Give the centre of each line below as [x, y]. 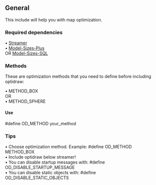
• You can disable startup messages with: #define [55, 162]
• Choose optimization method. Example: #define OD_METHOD [69, 147]
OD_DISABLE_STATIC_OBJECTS [37, 178]
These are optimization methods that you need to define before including [78, 76]
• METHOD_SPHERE [26, 101]
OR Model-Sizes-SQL [26, 54]
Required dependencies [34, 32]
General [17, 8]
